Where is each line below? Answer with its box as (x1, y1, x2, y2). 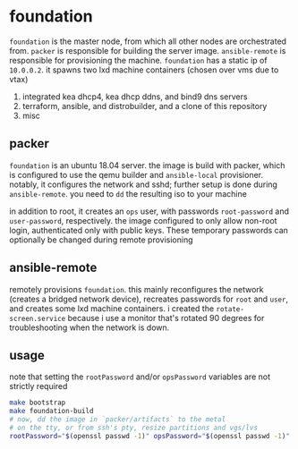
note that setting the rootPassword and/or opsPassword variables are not (9, 371, 271, 382)
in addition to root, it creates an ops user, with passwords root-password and (9, 206, 289, 216)
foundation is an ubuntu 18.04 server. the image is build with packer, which (9, 159, 285, 171)
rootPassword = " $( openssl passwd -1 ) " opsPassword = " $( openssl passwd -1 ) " (9, 431, 291, 440)
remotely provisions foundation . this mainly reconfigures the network (9, 284, 264, 294)
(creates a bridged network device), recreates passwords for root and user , (9, 293, 289, 304)
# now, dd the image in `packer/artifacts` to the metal (9, 415, 226, 424)
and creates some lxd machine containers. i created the (9, 302, 215, 314)
